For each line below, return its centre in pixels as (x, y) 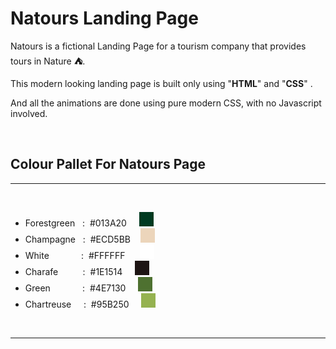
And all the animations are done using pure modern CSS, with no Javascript (166, 103)
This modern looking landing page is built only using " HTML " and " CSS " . (161, 83)
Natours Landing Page (104, 18)
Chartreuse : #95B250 (77, 304)
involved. (29, 113)
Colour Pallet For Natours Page (108, 164)
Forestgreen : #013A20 (75, 223)
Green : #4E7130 (75, 288)
